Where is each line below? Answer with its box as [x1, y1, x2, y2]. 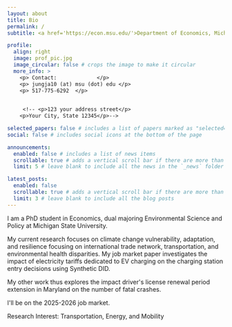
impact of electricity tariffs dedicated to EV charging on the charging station [7, 257, 224, 265]
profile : [7, 42, 32, 49]
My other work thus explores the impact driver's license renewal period [7, 278, 211, 286]
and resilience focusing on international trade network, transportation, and [7, 242, 219, 250]
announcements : [7, 143, 51, 151]
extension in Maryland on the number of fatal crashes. [7, 285, 162, 293]
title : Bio [7, 17, 39, 24]
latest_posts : [7, 176, 48, 183]
